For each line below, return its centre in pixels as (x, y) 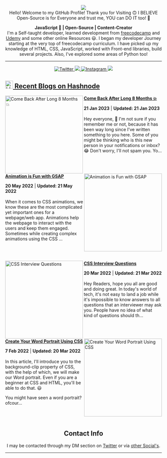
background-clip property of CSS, (40, 367)
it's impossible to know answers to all (122, 300)
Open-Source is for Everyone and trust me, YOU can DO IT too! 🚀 (83, 18)
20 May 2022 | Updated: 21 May (39, 186)
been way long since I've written (117, 129)
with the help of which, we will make (42, 372)
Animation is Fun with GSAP (35, 176)
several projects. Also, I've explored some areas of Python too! (83, 54)
